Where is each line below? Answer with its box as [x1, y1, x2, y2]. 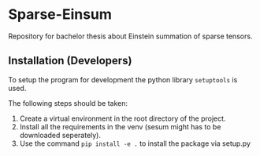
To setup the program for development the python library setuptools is [8, 74, 238, 84]
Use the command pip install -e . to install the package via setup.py [19, 139, 251, 148]
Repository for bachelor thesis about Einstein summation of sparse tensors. [8, 31, 253, 41]
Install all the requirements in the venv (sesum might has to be [19, 122, 221, 131]
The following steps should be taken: [8, 98, 128, 107]
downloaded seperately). [19, 130, 101, 140]
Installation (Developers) [8, 54, 132, 67]
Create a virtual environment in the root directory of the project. [19, 114, 226, 123]
